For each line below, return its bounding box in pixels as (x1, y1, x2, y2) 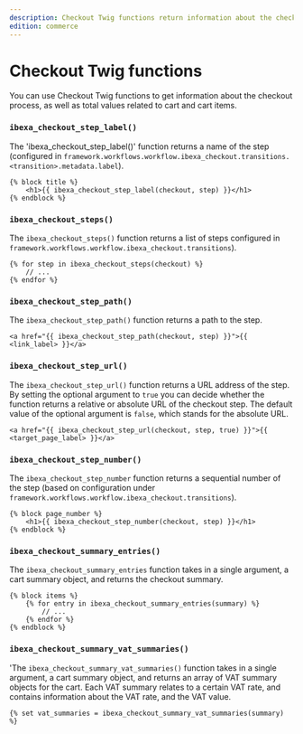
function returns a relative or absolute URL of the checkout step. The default (9, 399, 293, 409)
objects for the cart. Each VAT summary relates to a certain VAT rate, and (9, 682, 281, 692)
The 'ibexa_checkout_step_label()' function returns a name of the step (9, 141, 270, 152)
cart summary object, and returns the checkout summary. (9, 574, 224, 585)
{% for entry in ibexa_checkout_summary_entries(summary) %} (25, 599, 260, 608)
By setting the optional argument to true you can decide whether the (9, 389, 265, 400)
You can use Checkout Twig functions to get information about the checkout (9, 90, 293, 101)
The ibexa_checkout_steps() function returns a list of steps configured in (9, 232, 280, 244)
